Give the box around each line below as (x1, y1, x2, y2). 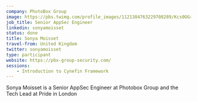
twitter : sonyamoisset (6, 47, 62, 52)
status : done (6, 30, 38, 36)
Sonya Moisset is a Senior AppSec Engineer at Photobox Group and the (6, 84, 179, 91)
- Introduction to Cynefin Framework (16, 68, 109, 74)
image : (6, 14, 22, 20)
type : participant (6, 52, 51, 58)
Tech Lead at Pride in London (6, 90, 77, 97)
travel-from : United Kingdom (6, 41, 77, 47)
